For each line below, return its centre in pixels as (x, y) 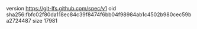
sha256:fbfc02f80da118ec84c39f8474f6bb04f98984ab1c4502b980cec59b (99, 14)
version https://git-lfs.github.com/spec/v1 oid (61, 8)
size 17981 (45, 21)
